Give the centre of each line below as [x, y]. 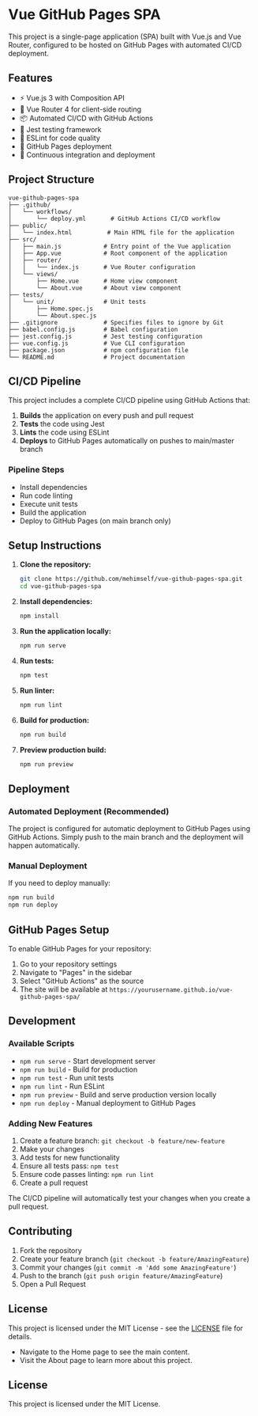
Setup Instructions [55, 546]
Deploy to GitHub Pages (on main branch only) [95, 521]
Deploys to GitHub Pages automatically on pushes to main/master [127, 441]
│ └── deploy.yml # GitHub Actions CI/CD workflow [114, 218]
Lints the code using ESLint [64, 432]
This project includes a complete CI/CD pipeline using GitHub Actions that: [129, 401]
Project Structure [51, 180]
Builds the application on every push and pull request [107, 416]
